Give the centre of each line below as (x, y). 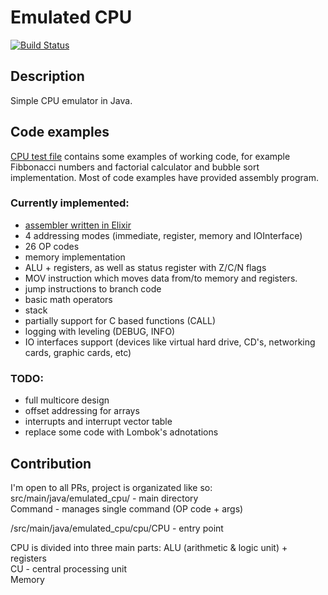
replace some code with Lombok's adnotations (121, 432)
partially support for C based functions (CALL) (120, 320)
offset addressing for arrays (82, 411)
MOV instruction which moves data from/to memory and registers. (161, 278)
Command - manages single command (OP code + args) (127, 508)
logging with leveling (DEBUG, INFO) (100, 331)
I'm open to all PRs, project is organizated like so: (111, 487)
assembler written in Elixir (78, 225)
